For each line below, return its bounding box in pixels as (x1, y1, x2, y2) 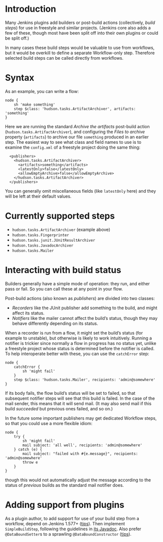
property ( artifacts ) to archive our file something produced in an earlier (5, 134, 149, 140)
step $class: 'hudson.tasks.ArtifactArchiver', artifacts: (14, 106, 136, 111)
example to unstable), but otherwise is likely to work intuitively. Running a (5, 335, 152, 341)
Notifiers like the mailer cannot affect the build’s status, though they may (12, 315, 158, 321)
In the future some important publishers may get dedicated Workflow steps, (5, 415, 157, 421)
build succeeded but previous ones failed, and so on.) (5, 406, 113, 411)
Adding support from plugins (5, 499, 125, 510)
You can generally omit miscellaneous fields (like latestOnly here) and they (5, 188, 156, 194)
